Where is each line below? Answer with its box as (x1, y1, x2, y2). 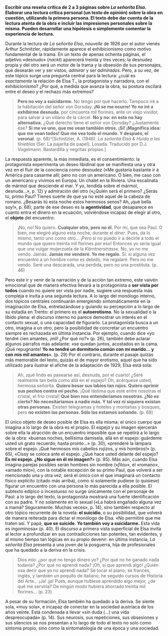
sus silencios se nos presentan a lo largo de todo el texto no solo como (5, 620, 151, 625)
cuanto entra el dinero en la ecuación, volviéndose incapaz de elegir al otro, (5, 209, 161, 215)
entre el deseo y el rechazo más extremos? (5, 89, 94, 94)
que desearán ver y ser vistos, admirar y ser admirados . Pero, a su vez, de (5, 67, 159, 73)
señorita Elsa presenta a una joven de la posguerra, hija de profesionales (5, 542, 155, 548)
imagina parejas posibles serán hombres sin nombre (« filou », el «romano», (5, 462, 159, 467)
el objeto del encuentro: (5, 215, 55, 220)
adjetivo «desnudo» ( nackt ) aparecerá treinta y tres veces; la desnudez (5, 57, 152, 62)
